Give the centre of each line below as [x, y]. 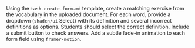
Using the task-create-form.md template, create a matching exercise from [95, 8]
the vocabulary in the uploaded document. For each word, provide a [88, 14]
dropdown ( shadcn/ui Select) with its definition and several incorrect [89, 21]
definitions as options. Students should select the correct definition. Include [98, 27]
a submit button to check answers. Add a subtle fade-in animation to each [95, 33]
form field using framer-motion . [44, 39]
